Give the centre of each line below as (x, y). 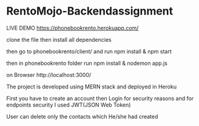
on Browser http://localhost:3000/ (49, 75)
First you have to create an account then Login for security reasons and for (100, 98)
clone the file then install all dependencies (59, 39)
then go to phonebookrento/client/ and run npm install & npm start (89, 51)
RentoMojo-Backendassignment (90, 11)
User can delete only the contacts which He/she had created (82, 116)
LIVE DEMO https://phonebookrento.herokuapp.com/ (73, 28)
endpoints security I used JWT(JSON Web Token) (69, 105)
